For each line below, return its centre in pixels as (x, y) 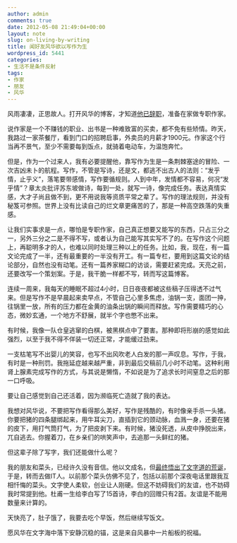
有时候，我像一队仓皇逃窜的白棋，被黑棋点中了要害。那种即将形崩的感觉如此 (119, 330)
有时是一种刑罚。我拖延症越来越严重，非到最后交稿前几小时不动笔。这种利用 (119, 363)
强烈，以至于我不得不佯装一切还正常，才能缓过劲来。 (85, 339)
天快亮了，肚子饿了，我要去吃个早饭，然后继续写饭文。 (87, 518)
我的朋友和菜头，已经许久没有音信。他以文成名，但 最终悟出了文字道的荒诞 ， (119, 467)
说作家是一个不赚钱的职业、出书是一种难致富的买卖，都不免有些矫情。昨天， (119, 129)
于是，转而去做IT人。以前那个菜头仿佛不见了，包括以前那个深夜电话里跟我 (115, 476)
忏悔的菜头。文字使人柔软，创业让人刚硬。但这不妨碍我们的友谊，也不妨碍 (121, 485)
